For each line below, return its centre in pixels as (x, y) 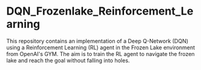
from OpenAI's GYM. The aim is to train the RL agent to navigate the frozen (100, 54)
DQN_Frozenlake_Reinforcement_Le (100, 11)
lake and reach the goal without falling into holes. (68, 60)
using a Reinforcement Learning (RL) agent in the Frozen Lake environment (101, 47)
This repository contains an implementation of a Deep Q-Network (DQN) (97, 41)
